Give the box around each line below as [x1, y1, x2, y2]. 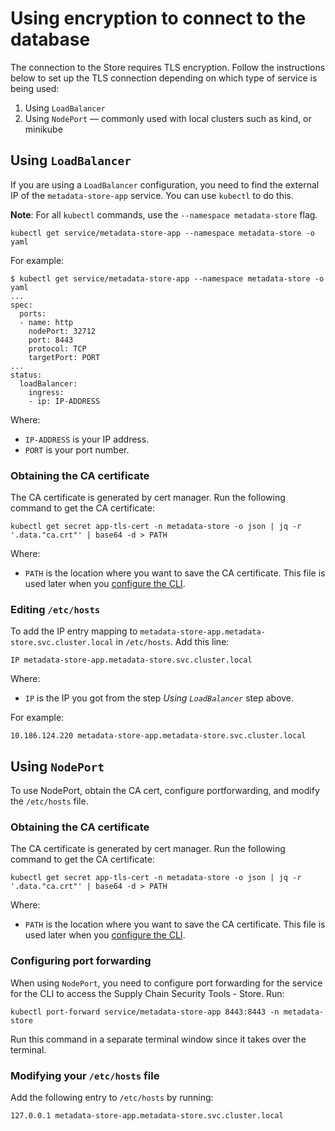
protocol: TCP [28, 343, 87, 354]
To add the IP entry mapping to [10, 625, 138, 637]
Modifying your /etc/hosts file [10, 1068, 160, 1082]
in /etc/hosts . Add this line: [115, 636, 230, 648]
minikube [24, 123, 63, 135]
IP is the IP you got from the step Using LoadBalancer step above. [24, 692, 295, 704]
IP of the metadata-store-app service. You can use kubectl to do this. [10, 189, 294, 201]
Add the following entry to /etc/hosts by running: [10, 1092, 214, 1104]
